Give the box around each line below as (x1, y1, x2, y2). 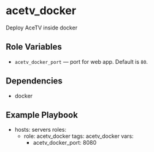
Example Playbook (6, 110, 78, 120)
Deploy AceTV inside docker (6, 24, 78, 31)
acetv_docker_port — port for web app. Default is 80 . (14, 58, 148, 65)
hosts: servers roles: (14, 126, 67, 134)
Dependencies (6, 76, 63, 86)
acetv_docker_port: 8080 (33, 139, 97, 146)
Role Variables (6, 42, 62, 52)
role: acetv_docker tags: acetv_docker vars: (23, 132, 134, 140)
